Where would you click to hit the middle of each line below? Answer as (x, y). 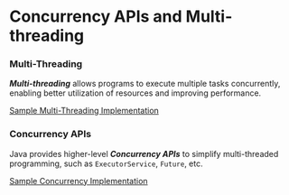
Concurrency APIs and (96, 17)
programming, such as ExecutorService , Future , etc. (106, 163)
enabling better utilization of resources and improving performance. (135, 93)
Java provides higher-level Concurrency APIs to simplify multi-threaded (144, 153)
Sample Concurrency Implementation (79, 181)
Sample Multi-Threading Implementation (84, 111)
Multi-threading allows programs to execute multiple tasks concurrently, (145, 84)
